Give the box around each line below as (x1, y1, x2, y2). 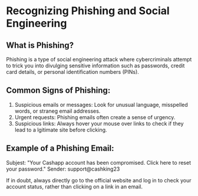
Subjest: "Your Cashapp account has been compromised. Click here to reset (6, 159, 192, 166)
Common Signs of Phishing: (6, 86, 111, 96)
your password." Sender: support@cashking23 (6, 165, 120, 172)
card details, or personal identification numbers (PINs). (6, 68, 140, 75)
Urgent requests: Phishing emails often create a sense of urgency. (14, 113, 176, 120)
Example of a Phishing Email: (6, 143, 114, 153)
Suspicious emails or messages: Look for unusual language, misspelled (14, 101, 189, 108)
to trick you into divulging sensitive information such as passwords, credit (6, 62, 185, 69)
